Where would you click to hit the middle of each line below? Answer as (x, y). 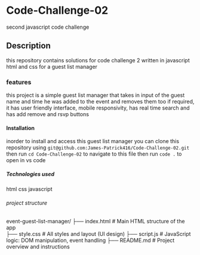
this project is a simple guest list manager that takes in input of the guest (96, 95)
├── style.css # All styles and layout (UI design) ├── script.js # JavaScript (99, 234)
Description (28, 46)
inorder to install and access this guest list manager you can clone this (93, 141)
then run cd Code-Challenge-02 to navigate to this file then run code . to (94, 154)
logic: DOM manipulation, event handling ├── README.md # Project (90, 241)
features (19, 82)
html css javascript (29, 189)
